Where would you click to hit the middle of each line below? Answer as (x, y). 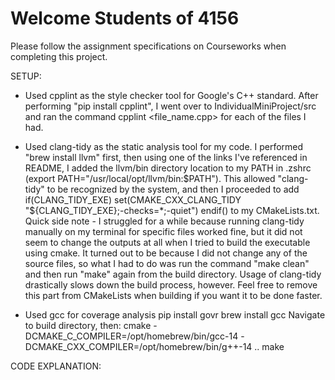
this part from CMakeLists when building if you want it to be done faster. (173, 295)
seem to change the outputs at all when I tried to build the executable (167, 242)
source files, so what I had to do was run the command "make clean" (167, 263)
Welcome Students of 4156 (125, 18)
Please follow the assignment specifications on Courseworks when (148, 46)
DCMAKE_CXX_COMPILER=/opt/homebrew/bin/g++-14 (138, 346)
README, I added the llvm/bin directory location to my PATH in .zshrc (168, 168)
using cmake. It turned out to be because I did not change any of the (166, 253)
